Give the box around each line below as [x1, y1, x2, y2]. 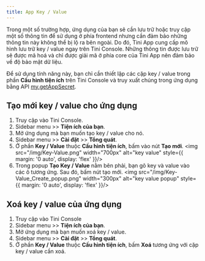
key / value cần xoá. [15, 248, 66, 255]
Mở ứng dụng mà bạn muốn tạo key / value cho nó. [15, 129, 144, 137]
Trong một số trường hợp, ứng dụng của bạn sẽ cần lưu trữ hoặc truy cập [6, 26, 191, 33]
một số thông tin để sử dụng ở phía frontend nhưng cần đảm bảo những [6, 32, 187, 40]
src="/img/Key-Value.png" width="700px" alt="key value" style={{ [15, 149, 184, 156]
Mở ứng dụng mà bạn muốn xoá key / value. [15, 228, 127, 235]
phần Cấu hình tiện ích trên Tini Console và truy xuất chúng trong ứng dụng [6, 76, 198, 84]
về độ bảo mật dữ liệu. [6, 58, 63, 65]
